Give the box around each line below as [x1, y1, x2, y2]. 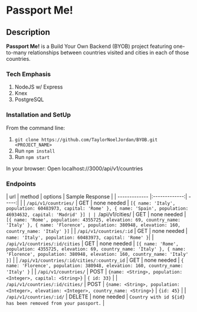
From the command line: [6, 124, 65, 131]
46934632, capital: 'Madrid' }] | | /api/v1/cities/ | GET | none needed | [6, 210, 186, 217]
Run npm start [14, 153, 50, 160]
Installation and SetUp [6, 110, 71, 119]
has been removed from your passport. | [6, 299, 105, 306]
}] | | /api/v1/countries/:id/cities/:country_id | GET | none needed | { [6, 256, 184, 264]
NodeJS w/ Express [14, 83, 63, 90]
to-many [6, 49, 27, 56]
